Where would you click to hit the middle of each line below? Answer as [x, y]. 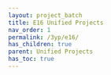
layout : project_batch [45, 15]
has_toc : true [31, 59]
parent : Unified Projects [50, 52]
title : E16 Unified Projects [56, 23]
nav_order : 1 [30, 30]
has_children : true [40, 45]
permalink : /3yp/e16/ [44, 37]
